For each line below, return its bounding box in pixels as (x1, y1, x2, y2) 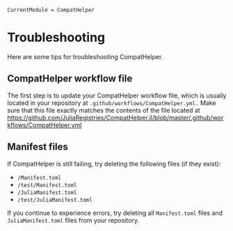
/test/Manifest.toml (17, 182, 77, 189)
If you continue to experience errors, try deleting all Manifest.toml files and (7, 209, 223, 217)
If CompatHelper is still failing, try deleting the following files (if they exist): (7, 159, 221, 168)
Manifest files (7, 141, 68, 153)
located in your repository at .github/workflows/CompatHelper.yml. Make (7, 98, 216, 107)
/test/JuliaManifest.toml (17, 196, 93, 203)
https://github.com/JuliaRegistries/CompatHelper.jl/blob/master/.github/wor (7, 113, 224, 122)
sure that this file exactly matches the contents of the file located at (7, 106, 200, 114)
